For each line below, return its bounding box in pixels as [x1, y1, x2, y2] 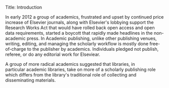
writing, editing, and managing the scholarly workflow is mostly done [5, 41, 149, 47]
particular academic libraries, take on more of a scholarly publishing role [5, 66, 156, 72]
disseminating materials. [5, 77, 56, 83]
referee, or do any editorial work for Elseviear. [5, 51, 100, 57]
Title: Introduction [5, 5, 42, 10]
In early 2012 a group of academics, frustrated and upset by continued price [5, 14, 164, 20]
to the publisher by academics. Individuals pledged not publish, [27, 46, 159, 52]
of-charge [5, 46, 26, 52]
